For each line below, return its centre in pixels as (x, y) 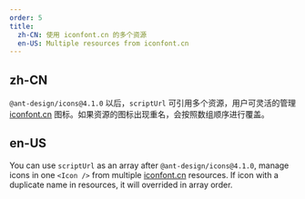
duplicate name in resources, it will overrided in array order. (121, 184)
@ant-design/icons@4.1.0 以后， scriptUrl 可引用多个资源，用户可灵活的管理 (152, 103)
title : (22, 26)
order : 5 (26, 18)
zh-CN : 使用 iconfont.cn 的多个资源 (82, 35)
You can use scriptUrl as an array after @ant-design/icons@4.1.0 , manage (149, 165)
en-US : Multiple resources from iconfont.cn (103, 43)
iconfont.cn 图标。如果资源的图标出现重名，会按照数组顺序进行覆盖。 (140, 114)
